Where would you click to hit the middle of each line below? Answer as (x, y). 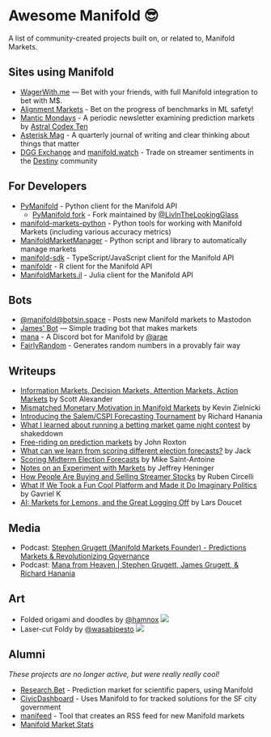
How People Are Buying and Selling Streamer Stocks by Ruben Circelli (137, 477)
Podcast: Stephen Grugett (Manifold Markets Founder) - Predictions (133, 547)
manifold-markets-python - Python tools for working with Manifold (131, 223)
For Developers (48, 186)
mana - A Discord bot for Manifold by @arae (94, 337)
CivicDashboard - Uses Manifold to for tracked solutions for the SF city (138, 698)
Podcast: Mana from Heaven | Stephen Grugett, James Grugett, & (129, 565)
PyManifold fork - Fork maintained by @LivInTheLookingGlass (135, 214)
